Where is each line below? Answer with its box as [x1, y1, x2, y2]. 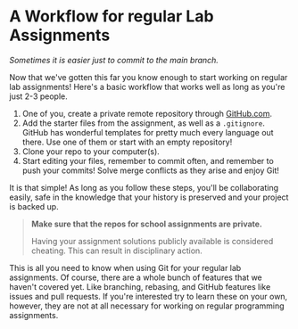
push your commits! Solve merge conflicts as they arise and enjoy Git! [21, 165, 279, 176]
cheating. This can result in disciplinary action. [30, 245, 203, 256]
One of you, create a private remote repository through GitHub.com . [21, 108, 273, 119]
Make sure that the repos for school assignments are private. [30, 218, 263, 229]
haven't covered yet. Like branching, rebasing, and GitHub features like [9, 281, 271, 292]
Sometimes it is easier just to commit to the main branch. [9, 54, 219, 65]
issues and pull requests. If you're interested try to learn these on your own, [9, 291, 288, 301]
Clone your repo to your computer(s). [21, 145, 161, 157]
